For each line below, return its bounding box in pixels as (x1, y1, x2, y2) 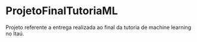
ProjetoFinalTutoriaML (5, 4, 118, 18)
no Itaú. (5, 30, 24, 37)
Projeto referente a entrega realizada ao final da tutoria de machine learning (5, 24, 192, 31)
